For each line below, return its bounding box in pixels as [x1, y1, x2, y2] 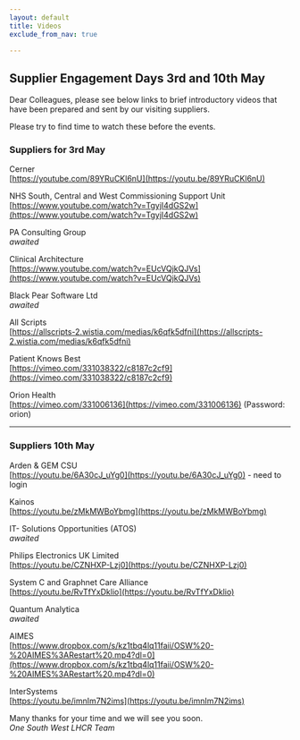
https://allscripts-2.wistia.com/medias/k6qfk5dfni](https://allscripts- [12, 327, 263, 337]
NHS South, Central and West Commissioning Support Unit [9, 191, 226, 201]
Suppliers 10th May [9, 439, 96, 452]
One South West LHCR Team [9, 722, 115, 733]
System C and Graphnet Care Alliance [9, 576, 149, 587]
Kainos [9, 496, 35, 506]
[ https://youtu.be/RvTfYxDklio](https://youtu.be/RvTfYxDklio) [9, 586, 235, 597]
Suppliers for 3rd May [9, 144, 105, 157]
